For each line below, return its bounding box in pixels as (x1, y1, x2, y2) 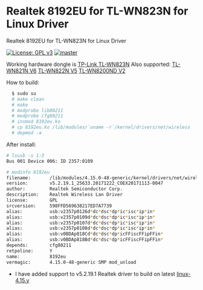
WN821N (6, 67, 28, 74)
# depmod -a (11, 130, 42, 136)
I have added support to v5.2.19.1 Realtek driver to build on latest (14, 270, 175, 277)
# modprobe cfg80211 (11, 113, 63, 119)
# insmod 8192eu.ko (11, 119, 61, 125)
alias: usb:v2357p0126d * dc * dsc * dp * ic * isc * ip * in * (6, 208, 155, 214)
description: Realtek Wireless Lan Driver (6, 192, 123, 198)
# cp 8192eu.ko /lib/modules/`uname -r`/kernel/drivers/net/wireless (11, 124, 190, 131)
